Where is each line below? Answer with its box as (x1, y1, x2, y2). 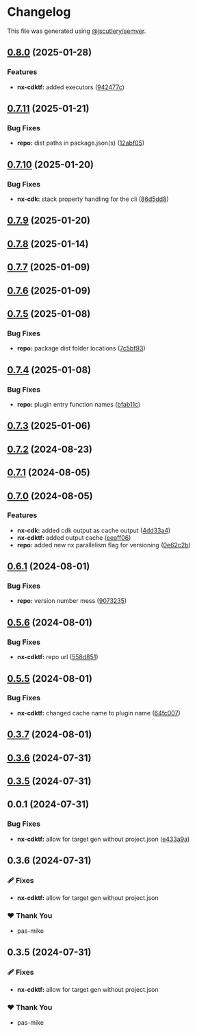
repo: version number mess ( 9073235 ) (16, 597, 127, 605)
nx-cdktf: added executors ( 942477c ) (16, 83, 125, 91)
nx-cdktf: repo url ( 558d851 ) (16, 653, 98, 661)
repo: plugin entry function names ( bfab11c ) (16, 400, 141, 408)
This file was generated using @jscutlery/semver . (7, 27, 146, 35)
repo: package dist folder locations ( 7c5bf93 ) (16, 344, 146, 353)
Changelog (7, 4, 71, 20)
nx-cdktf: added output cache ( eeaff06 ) (16, 533, 131, 542)
